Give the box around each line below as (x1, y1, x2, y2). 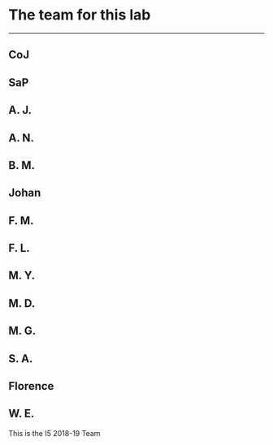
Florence (8, 379, 54, 393)
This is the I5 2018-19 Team (8, 428, 101, 438)
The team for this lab (8, 6, 151, 24)
